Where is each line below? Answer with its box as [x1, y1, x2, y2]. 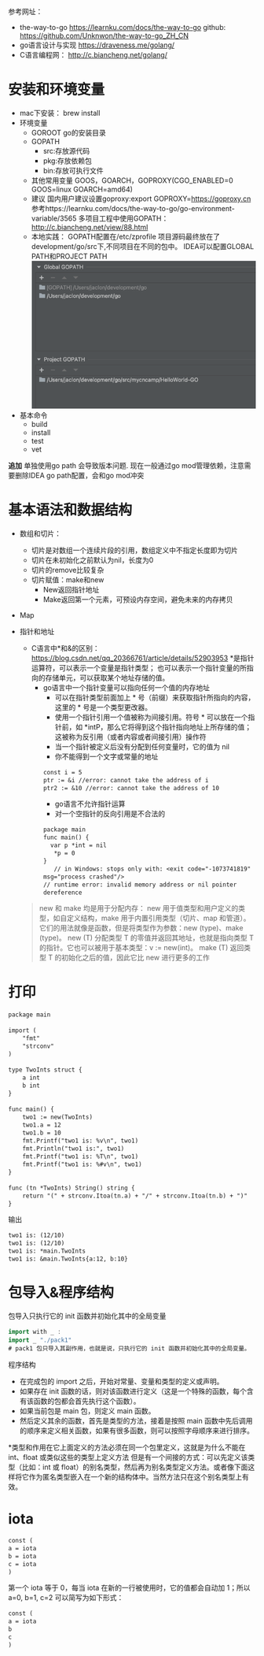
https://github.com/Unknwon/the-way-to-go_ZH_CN [19, 31, 189, 40]
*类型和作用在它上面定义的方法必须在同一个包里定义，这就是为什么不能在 [8, 1443, 246, 1452]
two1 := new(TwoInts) [22, 1113, 93, 1121]
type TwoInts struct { [8, 1066, 82, 1074]
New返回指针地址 [42, 585, 100, 595]
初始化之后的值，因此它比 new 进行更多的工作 [61, 952, 211, 963]
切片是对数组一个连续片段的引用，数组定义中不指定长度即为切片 [31, 546, 238, 555]
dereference [42, 889, 82, 897]
